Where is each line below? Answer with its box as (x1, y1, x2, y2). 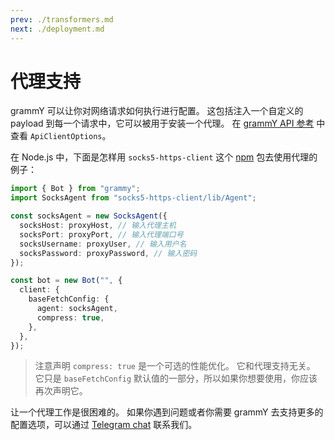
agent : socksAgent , (36, 304, 118, 314)
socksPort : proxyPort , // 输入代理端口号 (19, 229, 184, 240)
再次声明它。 (34, 385, 88, 397)
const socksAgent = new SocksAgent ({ (10, 211, 168, 221)
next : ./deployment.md (10, 24, 105, 34)
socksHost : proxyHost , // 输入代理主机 (19, 221, 177, 231)
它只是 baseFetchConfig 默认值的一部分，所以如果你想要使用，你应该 (34, 372, 318, 385)
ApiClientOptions (29, 132, 103, 142)
